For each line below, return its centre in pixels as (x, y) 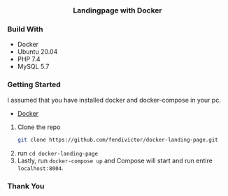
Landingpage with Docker (117, 10)
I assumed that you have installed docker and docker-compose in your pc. (114, 100)
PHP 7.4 (29, 59)
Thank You (26, 186)
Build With (25, 29)
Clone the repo (39, 127)
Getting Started (34, 84)
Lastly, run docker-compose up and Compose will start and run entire (115, 160)
